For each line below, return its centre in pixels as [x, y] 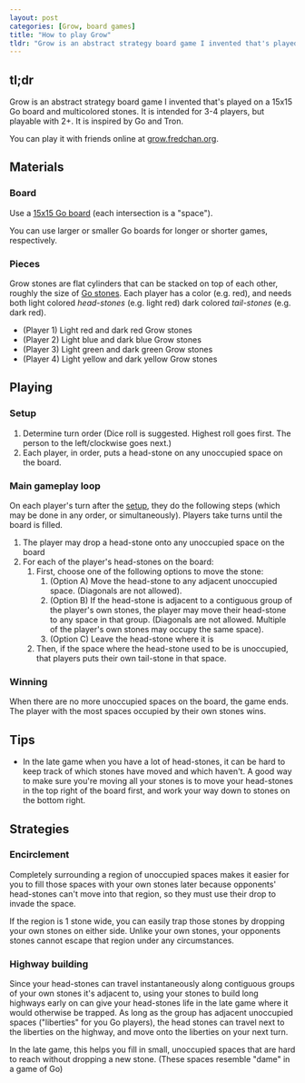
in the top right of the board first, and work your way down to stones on [156, 790]
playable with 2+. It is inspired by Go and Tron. [97, 121]
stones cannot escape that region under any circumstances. [122, 940]
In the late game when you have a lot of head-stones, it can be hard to [154, 762]
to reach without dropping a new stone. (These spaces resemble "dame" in [150, 1059]
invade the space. [43, 903]
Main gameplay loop [55, 485]
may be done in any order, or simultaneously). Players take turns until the [146, 515]
